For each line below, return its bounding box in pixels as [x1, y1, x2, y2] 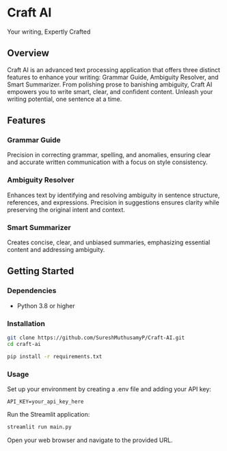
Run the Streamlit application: [7, 410, 90, 418]
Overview [7, 47, 50, 59]
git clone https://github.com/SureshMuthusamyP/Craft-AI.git [7, 334, 185, 341]
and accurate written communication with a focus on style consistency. [7, 158, 208, 166]
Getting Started [7, 266, 75, 277]
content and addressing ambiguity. [7, 246, 105, 254]
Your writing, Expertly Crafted [7, 27, 91, 36]
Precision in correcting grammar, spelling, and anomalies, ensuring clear [7, 151, 211, 159]
